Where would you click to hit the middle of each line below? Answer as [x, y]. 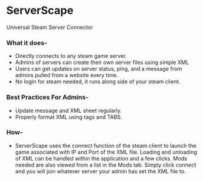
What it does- [27, 43]
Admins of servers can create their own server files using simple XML [102, 62]
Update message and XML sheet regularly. [68, 110]
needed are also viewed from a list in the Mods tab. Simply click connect [106, 165]
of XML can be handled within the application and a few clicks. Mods [101, 158]
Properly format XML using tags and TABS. [68, 117]
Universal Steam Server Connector [50, 27]
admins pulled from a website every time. [67, 75]
